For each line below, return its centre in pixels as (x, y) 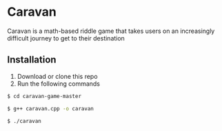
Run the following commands (58, 84)
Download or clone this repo (57, 76)
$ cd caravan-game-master (44, 96)
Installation (32, 60)
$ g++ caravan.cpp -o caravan (51, 108)
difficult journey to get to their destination (66, 38)
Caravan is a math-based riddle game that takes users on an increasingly (111, 31)
